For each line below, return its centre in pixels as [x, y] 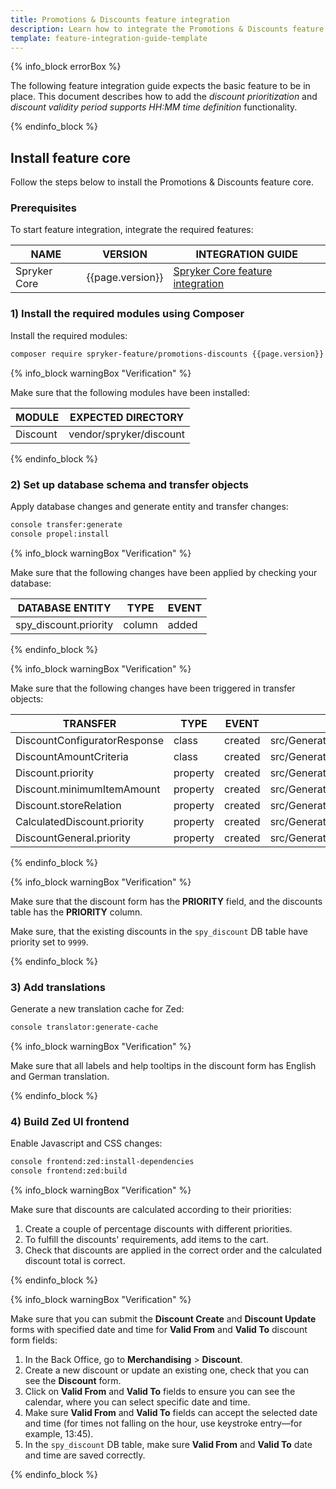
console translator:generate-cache [84, 1027]
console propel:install [60, 534]
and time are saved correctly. [85, 1455]
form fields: [34, 1340]
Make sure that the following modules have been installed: [130, 392]
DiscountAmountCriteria [72, 756]
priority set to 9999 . [49, 942]
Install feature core [70, 157]
